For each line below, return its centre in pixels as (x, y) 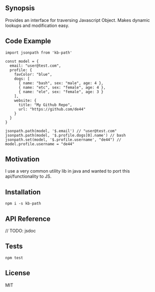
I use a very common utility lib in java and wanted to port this (68, 171)
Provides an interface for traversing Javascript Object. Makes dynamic (78, 20)
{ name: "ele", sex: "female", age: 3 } (61, 92)
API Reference (28, 219)
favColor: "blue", (33, 74)
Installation (23, 192)
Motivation (22, 159)
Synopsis (20, 8)
